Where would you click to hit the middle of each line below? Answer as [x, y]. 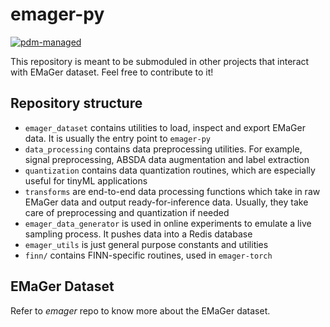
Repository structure [76, 103]
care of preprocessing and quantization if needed [127, 212]
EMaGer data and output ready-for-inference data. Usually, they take [166, 202]
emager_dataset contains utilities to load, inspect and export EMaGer [165, 127]
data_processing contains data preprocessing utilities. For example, [163, 149]
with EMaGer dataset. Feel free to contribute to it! [112, 72]
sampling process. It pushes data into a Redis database [138, 234]
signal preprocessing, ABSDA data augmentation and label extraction [167, 159]
